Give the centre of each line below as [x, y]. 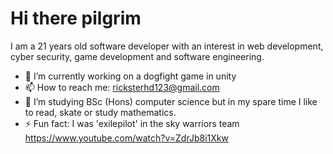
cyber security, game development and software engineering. [137, 56]
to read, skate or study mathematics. [100, 112]
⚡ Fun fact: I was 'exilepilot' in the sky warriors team [132, 123]
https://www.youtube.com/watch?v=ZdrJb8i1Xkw [126, 138]
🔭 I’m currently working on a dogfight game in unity [130, 76]
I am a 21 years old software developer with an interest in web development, [167, 46]
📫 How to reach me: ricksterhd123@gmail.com [122, 87]
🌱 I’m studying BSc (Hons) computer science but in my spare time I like [171, 101]
